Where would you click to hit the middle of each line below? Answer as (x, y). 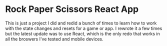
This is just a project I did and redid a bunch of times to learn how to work (81, 23)
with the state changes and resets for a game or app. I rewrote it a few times (84, 28)
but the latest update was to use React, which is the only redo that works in (82, 33)
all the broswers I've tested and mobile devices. (54, 39)
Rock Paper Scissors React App (72, 9)
